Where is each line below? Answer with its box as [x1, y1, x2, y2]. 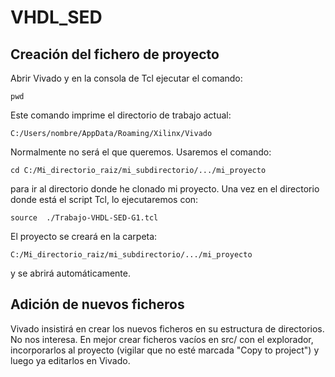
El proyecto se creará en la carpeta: [10, 231, 158, 242]
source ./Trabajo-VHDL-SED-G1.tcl [10, 213, 159, 223]
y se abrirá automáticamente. [10, 267, 132, 279]
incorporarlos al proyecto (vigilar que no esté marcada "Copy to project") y [10, 344, 320, 356]
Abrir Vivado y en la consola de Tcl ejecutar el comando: [10, 72, 243, 84]
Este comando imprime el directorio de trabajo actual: [10, 109, 232, 121]
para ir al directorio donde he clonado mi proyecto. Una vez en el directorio [10, 183, 320, 195]
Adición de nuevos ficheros [10, 296, 185, 313]
